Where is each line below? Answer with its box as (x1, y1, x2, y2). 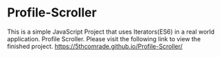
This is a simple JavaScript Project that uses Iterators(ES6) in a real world (7, 27, 215, 36)
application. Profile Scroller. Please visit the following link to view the (7, 34, 201, 43)
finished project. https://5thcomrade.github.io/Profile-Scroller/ (7, 42, 183, 50)
